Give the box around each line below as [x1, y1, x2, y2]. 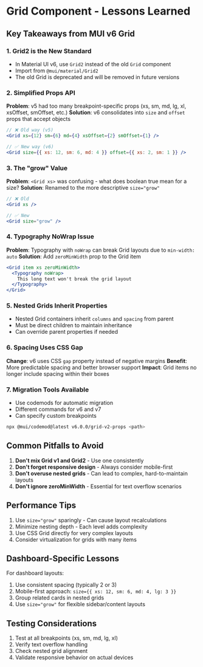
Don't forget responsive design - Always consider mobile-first [15, 463, 173, 471]
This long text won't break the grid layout [17, 275, 132, 282]
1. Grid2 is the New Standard [6, 47, 92, 55]
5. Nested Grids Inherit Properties [6, 302, 108, 310]
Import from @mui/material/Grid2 [15, 67, 98, 74]
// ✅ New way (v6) [6, 143, 54, 150]
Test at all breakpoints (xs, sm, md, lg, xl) [15, 634, 119, 642]
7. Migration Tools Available [6, 385, 89, 393]
